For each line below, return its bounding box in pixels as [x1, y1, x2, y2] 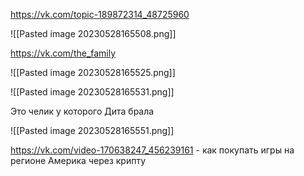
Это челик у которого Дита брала [10, 105, 155, 117]
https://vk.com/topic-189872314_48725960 [10, 9, 190, 20]
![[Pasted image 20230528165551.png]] [10, 125, 175, 136]
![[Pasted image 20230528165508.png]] [10, 28, 177, 39]
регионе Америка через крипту [10, 155, 147, 166]
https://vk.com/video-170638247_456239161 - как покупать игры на [10, 144, 295, 156]
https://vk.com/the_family [10, 47, 117, 59]
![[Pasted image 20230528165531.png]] [10, 86, 175, 98]
